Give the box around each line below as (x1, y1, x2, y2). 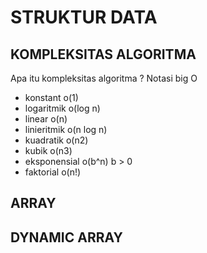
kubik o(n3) (24, 145, 73, 156)
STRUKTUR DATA (10, 6, 158, 29)
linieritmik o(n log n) (24, 124, 108, 135)
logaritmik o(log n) (24, 102, 101, 114)
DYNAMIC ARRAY (10, 229, 123, 246)
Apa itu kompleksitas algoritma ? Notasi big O (10, 72, 198, 84)
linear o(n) (24, 113, 68, 125)
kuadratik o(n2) (24, 134, 89, 146)
